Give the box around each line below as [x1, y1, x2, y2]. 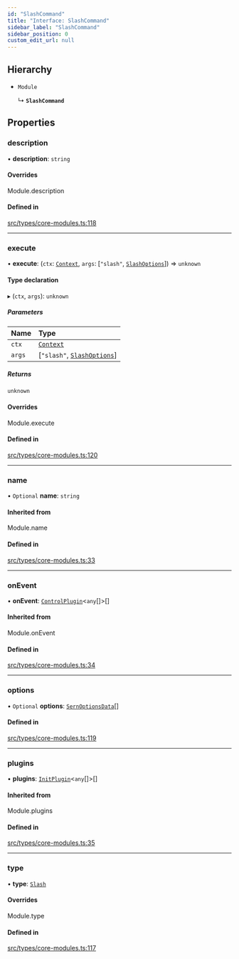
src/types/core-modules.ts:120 [7, 451, 98, 459]
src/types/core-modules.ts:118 [7, 219, 97, 227]
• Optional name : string [7, 491, 80, 500]
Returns [7, 370, 32, 379]
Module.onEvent [7, 629, 55, 637]
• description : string [7, 154, 70, 163]
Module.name [7, 523, 48, 532]
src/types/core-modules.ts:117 [7, 944, 97, 953]
